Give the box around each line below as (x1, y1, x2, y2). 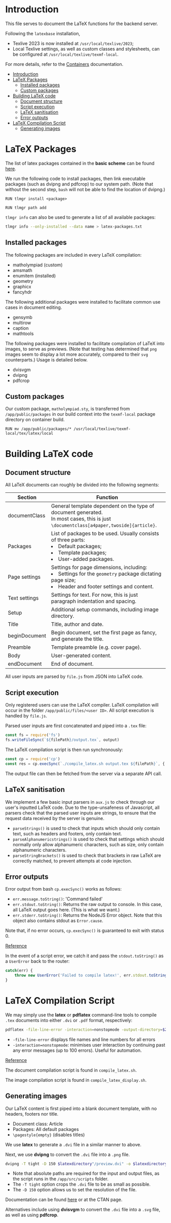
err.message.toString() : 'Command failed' (12, 896, 103, 902)
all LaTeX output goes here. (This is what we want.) (12, 907, 120, 913)
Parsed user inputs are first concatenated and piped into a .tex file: (5, 722, 147, 729)
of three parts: (51, 536, 85, 543)
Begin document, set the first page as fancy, (51, 629, 157, 636)
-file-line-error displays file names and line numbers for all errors (12, 1036, 156, 1043)
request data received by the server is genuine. (5, 815, 104, 821)
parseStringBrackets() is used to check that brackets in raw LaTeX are (12, 852, 161, 858)
